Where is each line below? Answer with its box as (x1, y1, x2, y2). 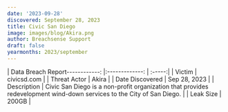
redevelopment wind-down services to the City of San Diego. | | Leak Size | (7, 89, 222, 97)
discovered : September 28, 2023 (7, 17, 100, 24)
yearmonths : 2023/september (7, 49, 88, 56)
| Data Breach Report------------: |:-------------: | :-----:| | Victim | (7, 67, 197, 76)
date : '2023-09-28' (7, 10, 64, 17)
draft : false (7, 42, 45, 49)
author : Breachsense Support (7, 36, 91, 43)
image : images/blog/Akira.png (7, 29, 95, 37)
